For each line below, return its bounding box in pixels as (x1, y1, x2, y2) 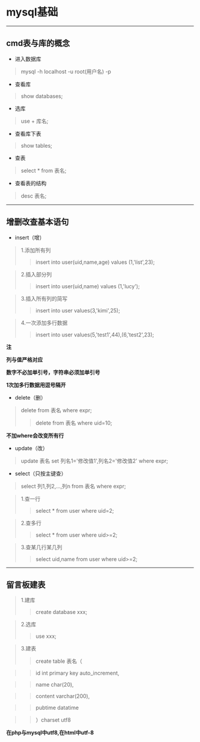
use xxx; (35, 632, 57, 640)
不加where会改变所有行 (6, 432, 64, 439)
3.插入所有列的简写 (20, 295, 68, 302)
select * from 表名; (20, 167, 67, 174)
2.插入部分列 (20, 270, 52, 278)
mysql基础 (6, 5, 58, 19)
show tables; (20, 142, 52, 149)
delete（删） (14, 394, 46, 401)
